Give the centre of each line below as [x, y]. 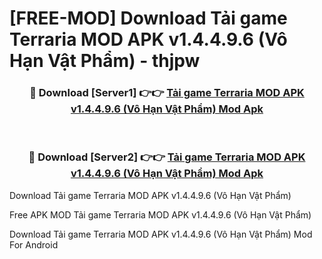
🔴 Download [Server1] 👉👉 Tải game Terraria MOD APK [167, 93]
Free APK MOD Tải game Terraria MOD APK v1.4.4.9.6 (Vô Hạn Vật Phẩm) [160, 214]
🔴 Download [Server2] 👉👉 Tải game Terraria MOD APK [167, 157]
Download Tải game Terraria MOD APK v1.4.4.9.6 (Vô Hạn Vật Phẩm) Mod [161, 234]
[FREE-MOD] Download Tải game [148, 18]
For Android [34, 244]
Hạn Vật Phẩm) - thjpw [105, 61]
